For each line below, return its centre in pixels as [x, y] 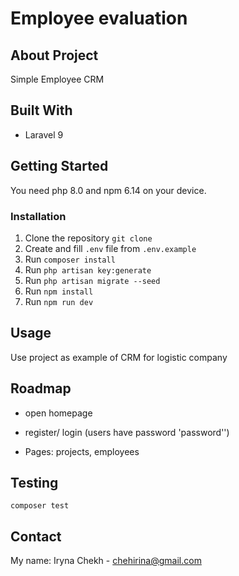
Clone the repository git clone [88, 238]
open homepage [58, 413]
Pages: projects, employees [82, 451]
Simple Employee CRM [57, 79]
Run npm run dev [59, 301]
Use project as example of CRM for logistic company [119, 357]
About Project [54, 55]
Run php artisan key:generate [88, 269]
